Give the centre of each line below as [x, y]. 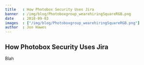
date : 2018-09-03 [27, 18]
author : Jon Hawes [26, 27]
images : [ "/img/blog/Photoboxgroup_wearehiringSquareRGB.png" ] [72, 23]
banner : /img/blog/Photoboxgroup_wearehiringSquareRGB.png [68, 14]
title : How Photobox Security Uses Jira [50, 9]
